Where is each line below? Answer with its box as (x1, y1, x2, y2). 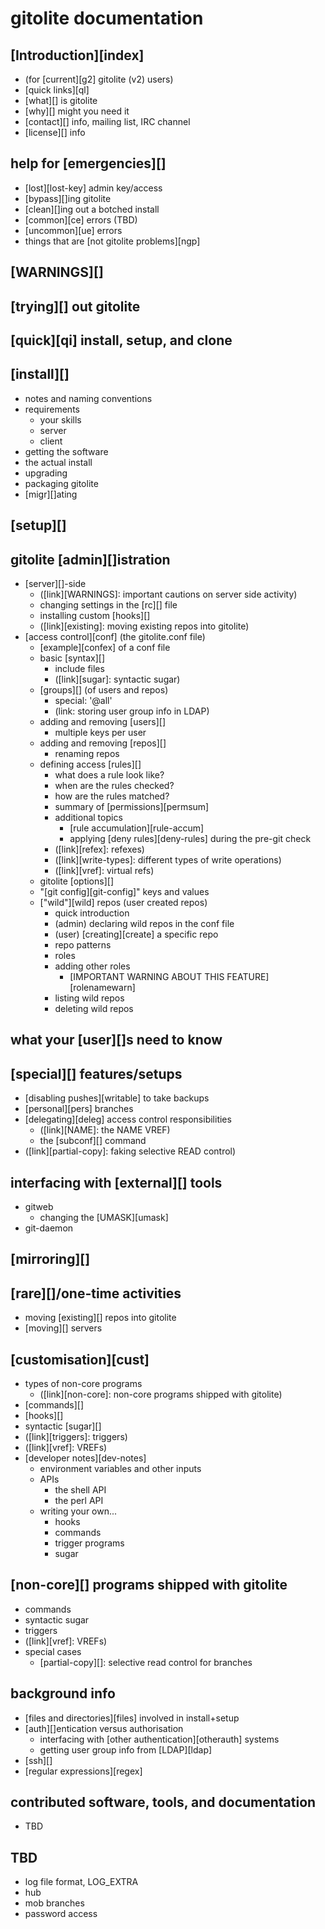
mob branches (24, 1897, 85, 1909)
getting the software (24, 445, 109, 457)
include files (54, 663, 105, 674)
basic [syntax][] (39, 652, 105, 664)
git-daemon (24, 1222, 74, 1234)
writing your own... (39, 1505, 118, 1517)
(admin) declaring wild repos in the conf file (54, 918, 235, 929)
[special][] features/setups (10, 1065, 183, 1082)
